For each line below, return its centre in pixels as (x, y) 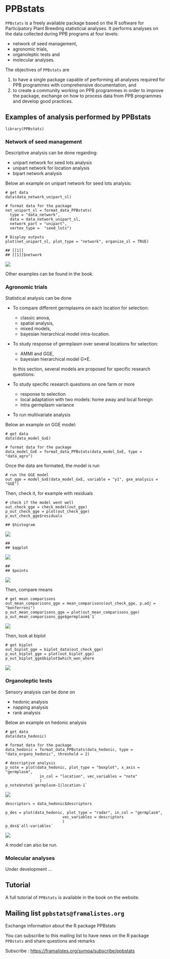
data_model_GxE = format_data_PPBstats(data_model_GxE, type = (74, 452)
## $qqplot (17, 548)
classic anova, (35, 318)
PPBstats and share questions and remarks (50, 941)
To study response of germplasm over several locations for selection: (85, 344)
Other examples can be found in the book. (49, 274)
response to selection (43, 394)
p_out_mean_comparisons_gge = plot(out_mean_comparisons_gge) (73, 613)
